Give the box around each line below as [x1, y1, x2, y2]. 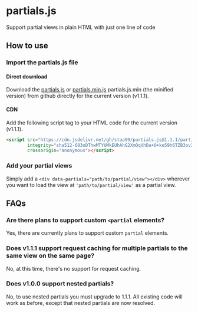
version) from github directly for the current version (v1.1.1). [6, 93, 149, 100]
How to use [6, 41, 48, 51]
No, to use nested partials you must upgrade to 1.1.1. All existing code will [6, 293, 183, 300]
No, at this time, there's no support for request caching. [6, 265, 141, 272]
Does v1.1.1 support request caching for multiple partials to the [6, 244, 188, 252]
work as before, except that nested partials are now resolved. [6, 299, 155, 306]
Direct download [6, 73, 48, 80]
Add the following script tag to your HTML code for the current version [6, 119, 178, 126]
